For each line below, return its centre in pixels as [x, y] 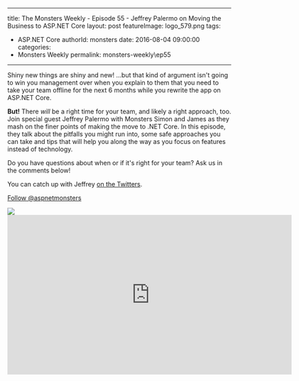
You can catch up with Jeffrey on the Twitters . [75, 184]
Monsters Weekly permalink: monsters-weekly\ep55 [94, 55]
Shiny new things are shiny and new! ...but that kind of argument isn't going [118, 75]
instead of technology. [40, 149]
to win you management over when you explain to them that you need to [113, 83]
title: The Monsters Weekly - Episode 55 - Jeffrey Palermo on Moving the [114, 18]
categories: [34, 47]
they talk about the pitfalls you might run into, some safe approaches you [114, 134]
